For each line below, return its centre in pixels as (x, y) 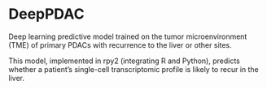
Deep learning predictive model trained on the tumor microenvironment (128, 36)
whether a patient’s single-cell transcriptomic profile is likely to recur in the (133, 69)
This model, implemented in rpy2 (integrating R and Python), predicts (124, 61)
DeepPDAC (46, 14)
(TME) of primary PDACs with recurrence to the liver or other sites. (120, 44)
